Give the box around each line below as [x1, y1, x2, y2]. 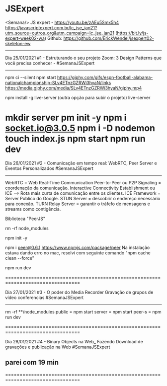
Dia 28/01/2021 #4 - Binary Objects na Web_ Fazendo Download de [5, 338, 143, 344]
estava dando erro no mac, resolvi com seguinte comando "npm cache [5, 249, 151, 256]
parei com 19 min [5, 358, 59, 367]
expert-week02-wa [5, 35, 45, 41]
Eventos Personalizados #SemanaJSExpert [5, 165, 93, 171]
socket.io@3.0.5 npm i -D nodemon [5, 123, 156, 134]
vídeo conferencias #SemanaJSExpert [5, 294, 84, 301]
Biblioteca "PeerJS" [5, 216, 46, 222]
